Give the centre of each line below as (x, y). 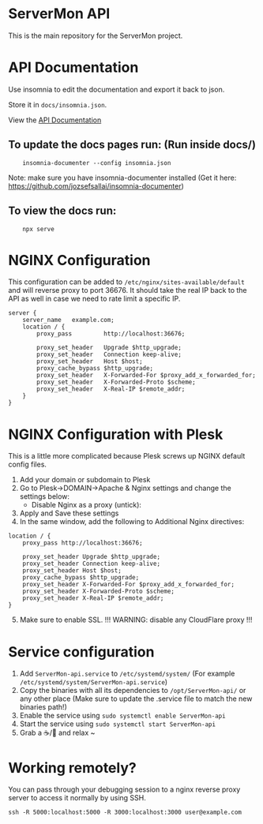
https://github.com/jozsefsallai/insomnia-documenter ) (96, 185)
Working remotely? (72, 768)
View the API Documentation (55, 120)
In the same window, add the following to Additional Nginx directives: (132, 522)
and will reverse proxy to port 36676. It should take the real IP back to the (128, 290)
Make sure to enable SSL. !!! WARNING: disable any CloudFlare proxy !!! (136, 620)
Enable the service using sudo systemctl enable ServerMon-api (123, 716)
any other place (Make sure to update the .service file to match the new (136, 699)
